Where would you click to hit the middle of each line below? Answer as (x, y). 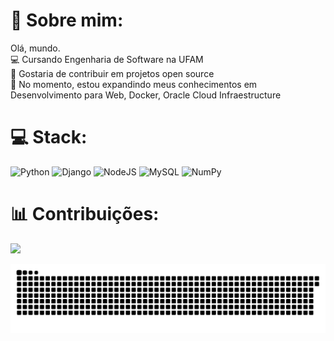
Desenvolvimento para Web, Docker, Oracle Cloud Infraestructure (146, 95)
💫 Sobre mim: (67, 20)
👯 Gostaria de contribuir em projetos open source (112, 73)
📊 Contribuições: (85, 214)
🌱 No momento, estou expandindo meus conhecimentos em (134, 84)
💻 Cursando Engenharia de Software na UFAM (107, 59)
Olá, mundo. (35, 48)
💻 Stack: (49, 137)
